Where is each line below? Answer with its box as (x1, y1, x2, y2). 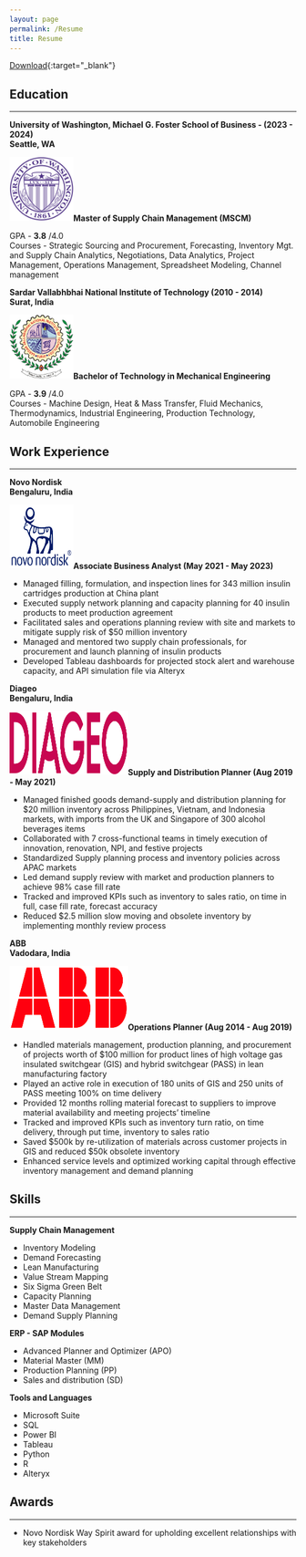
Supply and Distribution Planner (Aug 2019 (127, 767, 293, 777)
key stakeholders (22, 1537, 87, 1548)
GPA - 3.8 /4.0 (9, 231, 64, 242)
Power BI (22, 1428, 57, 1440)
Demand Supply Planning (22, 1310, 118, 1321)
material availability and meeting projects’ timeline (22, 1107, 211, 1117)
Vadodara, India (9, 948, 71, 958)
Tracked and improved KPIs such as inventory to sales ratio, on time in (22, 891, 287, 902)
